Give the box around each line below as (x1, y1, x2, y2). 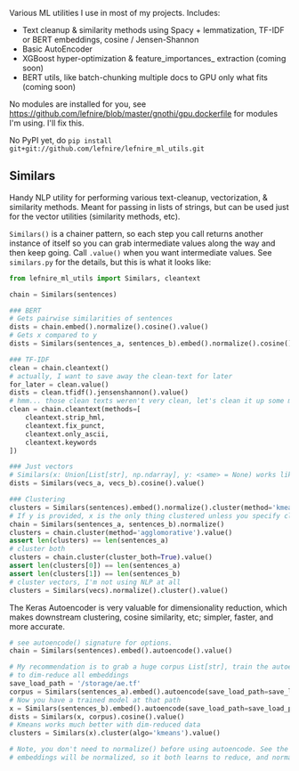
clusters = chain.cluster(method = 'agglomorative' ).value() (9, 528, 233, 537)
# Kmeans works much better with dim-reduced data (9, 720, 201, 729)
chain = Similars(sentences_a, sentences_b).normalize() (9, 520, 225, 529)
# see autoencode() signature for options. (9, 638, 174, 647)
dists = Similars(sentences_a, (9, 339, 125, 348)
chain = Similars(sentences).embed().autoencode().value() (9, 646, 233, 655)
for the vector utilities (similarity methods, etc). (9, 211, 181, 222)
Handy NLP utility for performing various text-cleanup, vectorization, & (9, 191, 269, 203)
